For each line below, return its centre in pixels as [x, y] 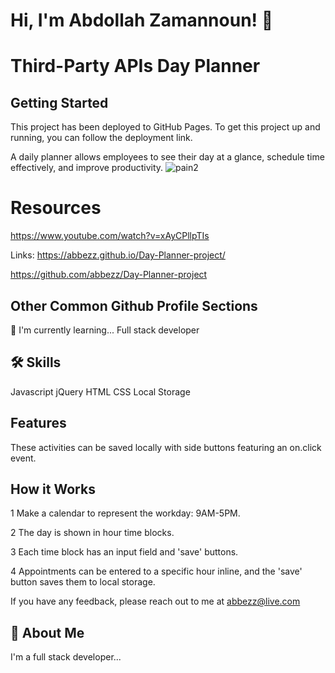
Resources [56, 208]
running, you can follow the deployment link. [101, 138]
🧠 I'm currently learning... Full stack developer [105, 330]
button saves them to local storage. [83, 582]
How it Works [53, 489]
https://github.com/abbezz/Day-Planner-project [109, 275]
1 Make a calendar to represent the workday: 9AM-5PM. [125, 513]
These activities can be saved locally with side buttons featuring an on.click [166, 447]
